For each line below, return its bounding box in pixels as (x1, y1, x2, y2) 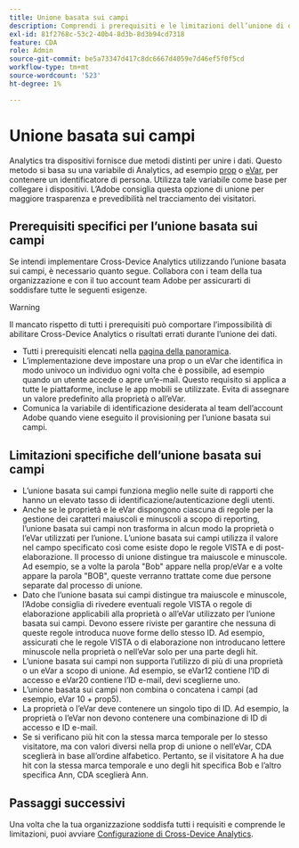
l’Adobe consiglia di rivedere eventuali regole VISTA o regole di (21, 599, 252, 610)
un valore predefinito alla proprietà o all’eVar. (21, 393, 187, 404)
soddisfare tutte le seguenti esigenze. (9, 284, 148, 295)
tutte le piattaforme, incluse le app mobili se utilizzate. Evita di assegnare (21, 384, 289, 395)
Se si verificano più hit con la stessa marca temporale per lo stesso (21, 732, 269, 743)
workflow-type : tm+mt (9, 63, 90, 72)
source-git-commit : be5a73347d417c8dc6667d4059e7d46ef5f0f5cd (9, 54, 245, 63)
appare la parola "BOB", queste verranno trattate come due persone (21, 571, 271, 581)
